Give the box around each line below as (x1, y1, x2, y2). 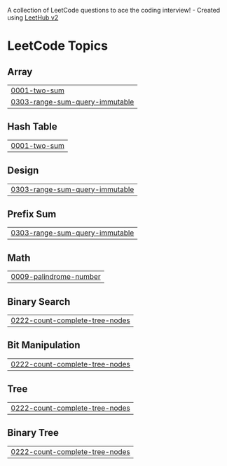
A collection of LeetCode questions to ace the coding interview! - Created (7, 6, 221, 14)
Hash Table (7, 121, 57, 132)
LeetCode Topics (7, 38, 109, 54)
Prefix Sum (7, 208, 57, 220)
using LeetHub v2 (7, 13, 59, 22)
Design (7, 165, 39, 177)
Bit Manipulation (7, 339, 81, 351)
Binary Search (7, 296, 71, 308)
